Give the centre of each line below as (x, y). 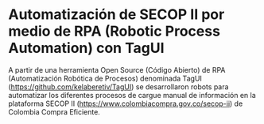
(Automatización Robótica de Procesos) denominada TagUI (105, 78)
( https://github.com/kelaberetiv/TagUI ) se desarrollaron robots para (118, 86)
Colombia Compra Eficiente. (54, 111)
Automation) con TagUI (86, 48)
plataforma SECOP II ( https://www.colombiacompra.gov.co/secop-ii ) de (126, 103)
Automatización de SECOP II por (116, 15)
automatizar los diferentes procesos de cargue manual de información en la (132, 95)
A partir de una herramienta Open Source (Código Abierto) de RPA (117, 70)
